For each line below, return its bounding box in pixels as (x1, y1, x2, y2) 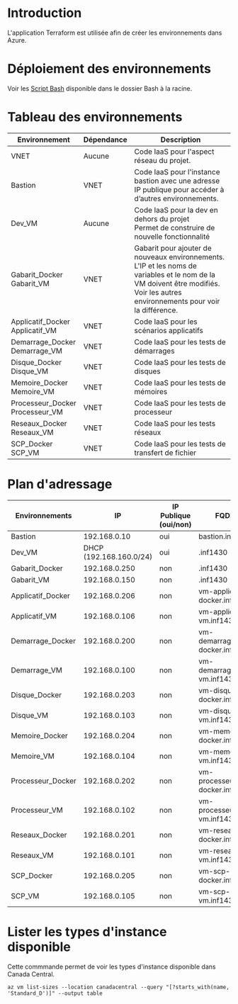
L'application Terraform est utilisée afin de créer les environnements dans (7, 28, 222, 37)
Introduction (7, 5, 82, 21)
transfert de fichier (134, 448, 197, 458)
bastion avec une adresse (134, 176, 220, 186)
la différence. (134, 305, 178, 315)
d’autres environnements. (134, 193, 219, 203)
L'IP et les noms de (134, 261, 197, 271)
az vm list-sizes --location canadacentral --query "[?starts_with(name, (7, 983, 230, 991)
